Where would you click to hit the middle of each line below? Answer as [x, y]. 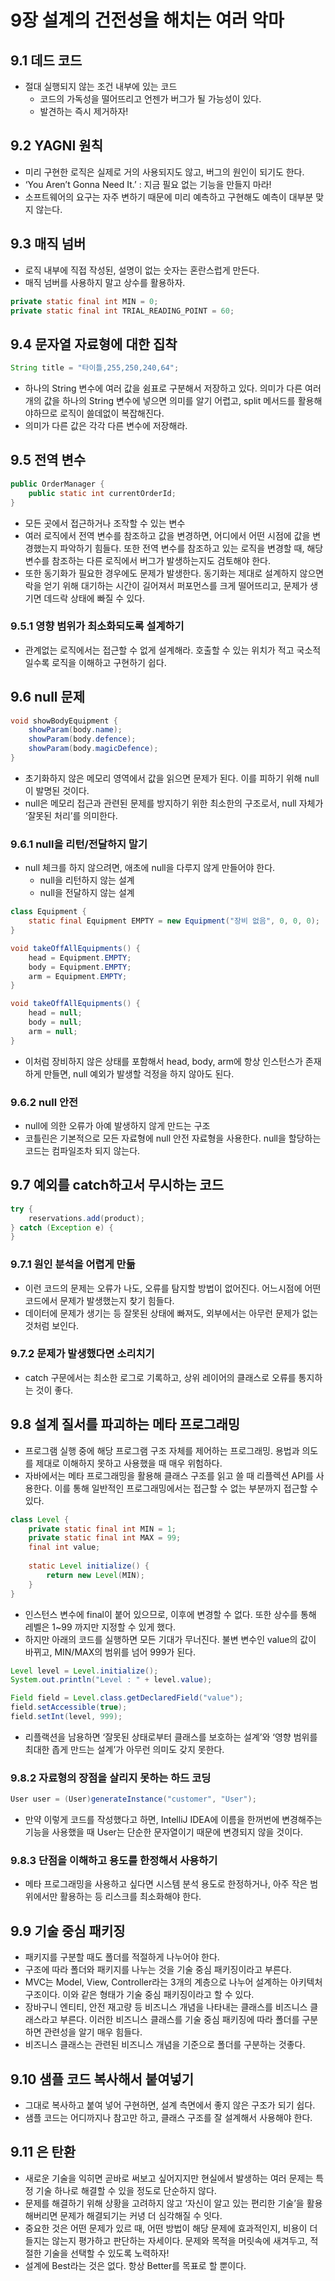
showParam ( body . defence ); [82, 739]
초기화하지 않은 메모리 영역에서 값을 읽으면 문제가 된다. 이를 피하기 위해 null [172, 778]
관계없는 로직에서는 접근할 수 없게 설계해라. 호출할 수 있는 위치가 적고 [159, 650]
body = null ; [55, 1022]
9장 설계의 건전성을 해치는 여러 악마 [147, 20]
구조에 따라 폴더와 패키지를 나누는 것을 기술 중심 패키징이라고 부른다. [158, 1970]
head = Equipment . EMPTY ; [80, 957]
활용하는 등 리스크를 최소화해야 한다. [130, 1897]
